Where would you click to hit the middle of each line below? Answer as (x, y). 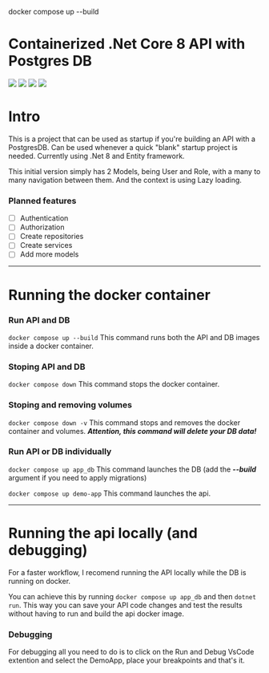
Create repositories (52, 237)
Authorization (42, 227)
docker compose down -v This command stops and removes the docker (124, 422)
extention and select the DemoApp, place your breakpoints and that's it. (127, 660)
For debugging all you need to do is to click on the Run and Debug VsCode (131, 652)
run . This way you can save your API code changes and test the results (125, 605)
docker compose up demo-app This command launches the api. (110, 493)
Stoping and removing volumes (70, 405)
